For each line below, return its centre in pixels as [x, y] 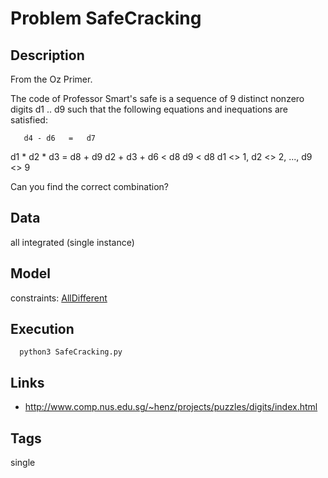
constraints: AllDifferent [59, 298]
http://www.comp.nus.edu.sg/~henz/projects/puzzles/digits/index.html [171, 407]
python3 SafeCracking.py [71, 352]
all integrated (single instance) [72, 242]
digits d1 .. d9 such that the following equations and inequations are [149, 109]
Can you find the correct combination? [89, 186]
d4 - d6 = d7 [60, 138]
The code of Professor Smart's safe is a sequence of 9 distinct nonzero [157, 98]
